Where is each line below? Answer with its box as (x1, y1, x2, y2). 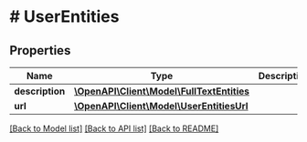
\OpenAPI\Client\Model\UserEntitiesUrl (73, 100, 249, 112)
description (14, 85, 66, 97)
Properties (9, 43, 71, 58)
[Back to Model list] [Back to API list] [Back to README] (9, 123, 219, 134)
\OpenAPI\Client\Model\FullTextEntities (73, 85, 249, 97)
